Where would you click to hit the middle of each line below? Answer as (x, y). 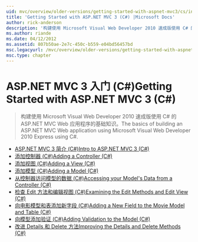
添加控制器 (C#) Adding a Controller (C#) (64, 156)
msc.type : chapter (29, 55)
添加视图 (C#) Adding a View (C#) (55, 163)
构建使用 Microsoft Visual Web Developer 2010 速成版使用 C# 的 (98, 116)
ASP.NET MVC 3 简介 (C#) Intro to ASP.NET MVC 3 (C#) (82, 148)
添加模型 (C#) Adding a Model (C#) (57, 171)
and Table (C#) (33, 212)
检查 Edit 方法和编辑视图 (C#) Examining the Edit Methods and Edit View (101, 191)
